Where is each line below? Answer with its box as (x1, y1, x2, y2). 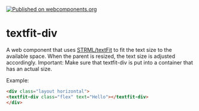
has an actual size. (6, 65, 52, 72)
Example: (6, 76, 29, 84)
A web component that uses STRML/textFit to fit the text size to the (6, 46, 172, 53)
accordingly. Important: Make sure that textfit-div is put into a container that (6, 58, 193, 66)
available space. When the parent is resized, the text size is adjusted (6, 53, 176, 60)
